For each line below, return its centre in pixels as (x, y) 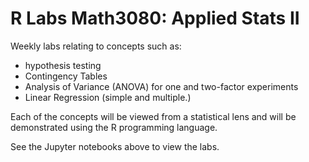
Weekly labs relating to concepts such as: (96, 46)
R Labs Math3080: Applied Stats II (155, 18)
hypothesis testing (63, 65)
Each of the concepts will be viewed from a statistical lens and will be (153, 116)
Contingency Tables (66, 76)
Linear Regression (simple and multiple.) (108, 97)
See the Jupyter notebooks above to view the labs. (115, 146)
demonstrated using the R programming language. (114, 127)
